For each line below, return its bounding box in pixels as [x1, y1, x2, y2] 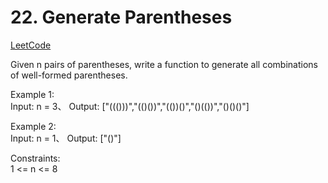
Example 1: [10, 88, 55, 100]
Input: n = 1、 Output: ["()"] [10, 132, 122, 144]
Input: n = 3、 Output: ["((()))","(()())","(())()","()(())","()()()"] [10, 100, 250, 112]
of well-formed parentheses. [10, 69, 128, 81]
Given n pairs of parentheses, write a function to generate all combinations [10, 58, 318, 70]
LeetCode [10, 39, 52, 51]
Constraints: [10, 152, 61, 164]
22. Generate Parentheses [10, 6, 233, 29]
